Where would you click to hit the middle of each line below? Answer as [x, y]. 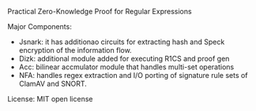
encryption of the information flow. [75, 50]
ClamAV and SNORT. [53, 83]
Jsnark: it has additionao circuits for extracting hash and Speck [122, 42]
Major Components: [40, 26]
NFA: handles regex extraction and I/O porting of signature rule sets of [133, 75]
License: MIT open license [50, 99]
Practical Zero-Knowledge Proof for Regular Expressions [100, 11]
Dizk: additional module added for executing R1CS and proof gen [124, 59]
